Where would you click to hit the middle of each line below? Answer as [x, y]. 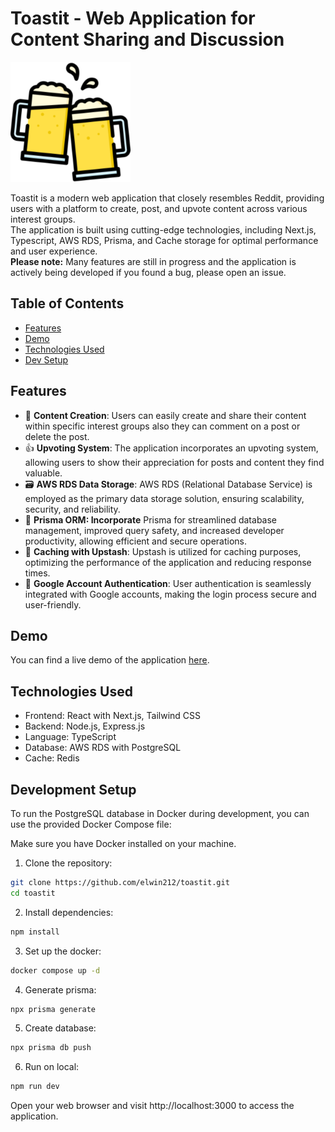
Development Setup [73, 789]
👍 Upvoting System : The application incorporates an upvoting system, [171, 448]
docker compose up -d [55, 970]
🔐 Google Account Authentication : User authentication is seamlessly [168, 583]
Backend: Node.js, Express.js [85, 726]
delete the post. [57, 436]
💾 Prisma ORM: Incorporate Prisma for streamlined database [151, 519]
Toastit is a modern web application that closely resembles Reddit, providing [167, 198]
